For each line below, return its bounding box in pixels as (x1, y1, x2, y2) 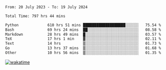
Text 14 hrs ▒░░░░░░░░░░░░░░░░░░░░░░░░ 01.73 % (5, 41, 162, 46)
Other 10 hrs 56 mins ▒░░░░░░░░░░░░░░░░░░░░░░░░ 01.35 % (5, 50, 162, 55)
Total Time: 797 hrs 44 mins (5, 13, 66, 18)
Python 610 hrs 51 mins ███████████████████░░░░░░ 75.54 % (5, 22, 162, 27)
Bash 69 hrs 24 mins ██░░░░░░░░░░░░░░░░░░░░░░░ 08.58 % (5, 27, 162, 32)
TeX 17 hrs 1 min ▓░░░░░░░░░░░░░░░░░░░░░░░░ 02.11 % (5, 36, 162, 42)
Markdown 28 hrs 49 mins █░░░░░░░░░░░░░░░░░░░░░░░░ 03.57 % (5, 32, 162, 37)
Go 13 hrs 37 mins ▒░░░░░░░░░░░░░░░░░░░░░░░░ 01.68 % (5, 46, 162, 51)
